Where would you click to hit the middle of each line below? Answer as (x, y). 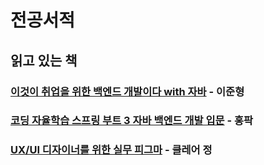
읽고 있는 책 (44, 60)
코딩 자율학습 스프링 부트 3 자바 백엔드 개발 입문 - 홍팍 (132, 121)
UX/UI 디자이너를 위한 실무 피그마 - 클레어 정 (111, 150)
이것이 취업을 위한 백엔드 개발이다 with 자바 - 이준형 (127, 91)
